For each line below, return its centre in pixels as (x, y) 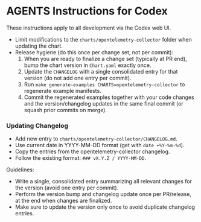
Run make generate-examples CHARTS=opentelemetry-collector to (104, 84)
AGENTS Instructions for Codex (87, 11)
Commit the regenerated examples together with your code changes (109, 97)
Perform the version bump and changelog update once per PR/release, (103, 194)
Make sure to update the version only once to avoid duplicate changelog (105, 207)
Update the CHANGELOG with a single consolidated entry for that (101, 71)
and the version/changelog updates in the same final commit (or (104, 103)
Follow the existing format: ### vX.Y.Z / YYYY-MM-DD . (81, 158)
